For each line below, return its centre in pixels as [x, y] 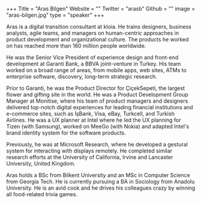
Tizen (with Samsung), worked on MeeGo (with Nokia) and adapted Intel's [98, 126]
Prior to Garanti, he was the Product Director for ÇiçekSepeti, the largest [95, 88]
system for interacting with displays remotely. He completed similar [89, 151]
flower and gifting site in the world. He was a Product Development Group [97, 94]
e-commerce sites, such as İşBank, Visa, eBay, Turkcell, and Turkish [91, 114]
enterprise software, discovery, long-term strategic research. [82, 76]
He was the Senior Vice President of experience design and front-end [92, 57]
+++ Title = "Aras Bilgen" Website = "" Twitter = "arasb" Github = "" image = [101, 9]
